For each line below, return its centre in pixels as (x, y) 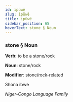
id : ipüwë (15, 10)
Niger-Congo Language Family (36, 94)
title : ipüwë (18, 19)
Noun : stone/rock (23, 66)
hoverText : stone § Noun (31, 28)
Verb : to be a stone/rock (30, 56)
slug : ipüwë (17, 14)
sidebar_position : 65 (27, 23)
